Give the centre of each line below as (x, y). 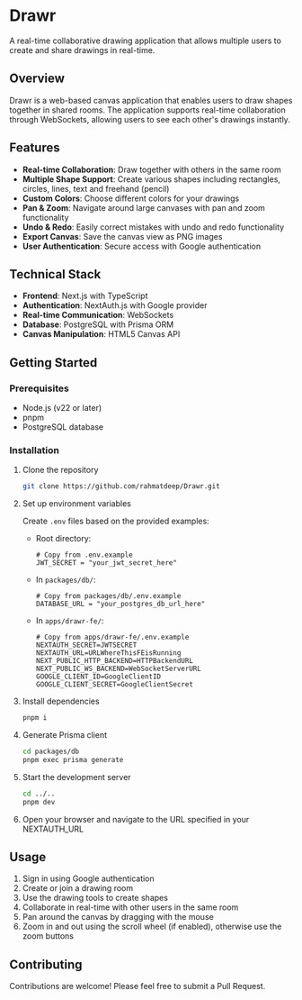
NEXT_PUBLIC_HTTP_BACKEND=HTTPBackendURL (114, 661)
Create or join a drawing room (77, 888)
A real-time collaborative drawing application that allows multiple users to (145, 41)
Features (35, 148)
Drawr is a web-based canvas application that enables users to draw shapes (151, 100)
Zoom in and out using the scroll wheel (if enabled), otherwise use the (152, 927)
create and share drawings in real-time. (82, 50)
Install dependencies (61, 701)
